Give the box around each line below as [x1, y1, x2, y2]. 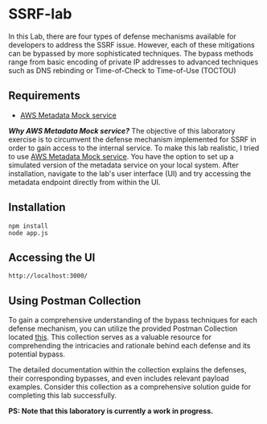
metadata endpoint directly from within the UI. [8, 177, 161, 187]
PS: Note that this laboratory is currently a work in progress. [8, 406, 214, 416]
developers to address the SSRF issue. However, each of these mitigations [8, 39, 256, 49]
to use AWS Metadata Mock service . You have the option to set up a [8, 151, 235, 161]
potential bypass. [8, 349, 66, 359]
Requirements [8, 89, 80, 103]
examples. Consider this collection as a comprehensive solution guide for [8, 382, 252, 392]
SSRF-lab [8, 5, 72, 23]
